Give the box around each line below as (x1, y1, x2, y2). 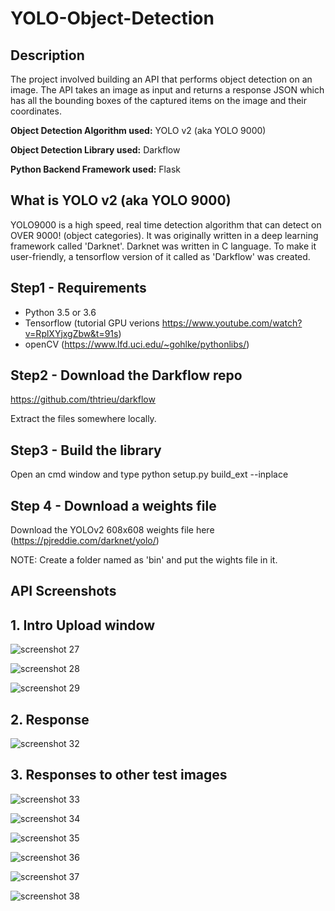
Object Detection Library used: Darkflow (10, 144, 181, 156)
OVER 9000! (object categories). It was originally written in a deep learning (10, 229, 319, 241)
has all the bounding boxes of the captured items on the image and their (10, 95, 308, 106)
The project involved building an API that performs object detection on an (10, 73, 313, 85)
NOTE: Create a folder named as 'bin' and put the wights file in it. (10, 554, 278, 566)
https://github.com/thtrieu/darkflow (10, 393, 156, 406)
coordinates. (10, 105, 62, 117)
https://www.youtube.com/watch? (161, 317, 303, 329)
